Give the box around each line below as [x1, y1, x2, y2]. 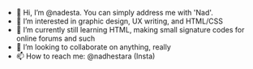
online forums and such [15, 33, 96, 43]
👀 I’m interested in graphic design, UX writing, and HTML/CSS [15, 16, 223, 26]
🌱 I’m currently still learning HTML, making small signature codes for [15, 25, 245, 34]
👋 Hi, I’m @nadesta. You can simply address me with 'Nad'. [15, 8, 213, 17]
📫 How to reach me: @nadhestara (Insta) [15, 51, 156, 61]
